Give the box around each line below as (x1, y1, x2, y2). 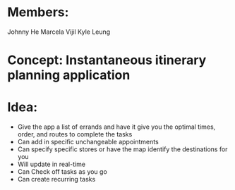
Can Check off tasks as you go (17, 167, 107, 176)
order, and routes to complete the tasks (17, 130, 133, 139)
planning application (7, 68, 131, 83)
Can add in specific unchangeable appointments (17, 138, 159, 146)
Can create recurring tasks (17, 175, 96, 184)
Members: (7, 4, 69, 20)
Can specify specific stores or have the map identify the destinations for (17, 145, 228, 153)
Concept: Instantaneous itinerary (7, 52, 207, 68)
